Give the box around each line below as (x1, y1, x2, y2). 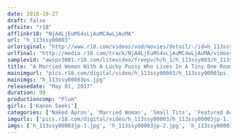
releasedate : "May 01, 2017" (7, 83, 93, 90)
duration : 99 (7, 89, 46, 96)
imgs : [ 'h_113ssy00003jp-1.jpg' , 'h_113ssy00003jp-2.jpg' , (7, 122, 186, 129)
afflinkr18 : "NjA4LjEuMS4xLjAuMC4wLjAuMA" (7, 30, 135, 37)
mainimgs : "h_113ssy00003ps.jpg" (7, 76, 106, 83)
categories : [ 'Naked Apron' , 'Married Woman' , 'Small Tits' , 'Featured (7, 109, 223, 116)
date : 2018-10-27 (7, 10, 59, 18)
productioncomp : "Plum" (7, 96, 78, 103)
